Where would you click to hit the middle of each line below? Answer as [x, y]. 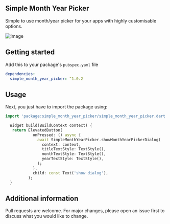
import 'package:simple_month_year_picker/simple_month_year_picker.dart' [87, 116]
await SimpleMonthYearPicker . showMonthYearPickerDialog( [99, 140]
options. [14, 26]
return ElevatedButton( [37, 130]
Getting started [30, 52]
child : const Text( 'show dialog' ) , [70, 173]
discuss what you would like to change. [47, 216]
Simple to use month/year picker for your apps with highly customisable [81, 20]
